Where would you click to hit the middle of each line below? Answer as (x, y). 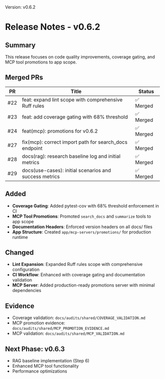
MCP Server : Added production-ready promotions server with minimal (83, 285)
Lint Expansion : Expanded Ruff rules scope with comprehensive (77, 264)
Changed (19, 253)
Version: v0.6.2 (20, 7)
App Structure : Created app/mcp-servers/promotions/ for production (82, 232)
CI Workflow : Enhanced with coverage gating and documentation (79, 275)
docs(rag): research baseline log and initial (71, 156)
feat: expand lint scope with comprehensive (72, 99)
